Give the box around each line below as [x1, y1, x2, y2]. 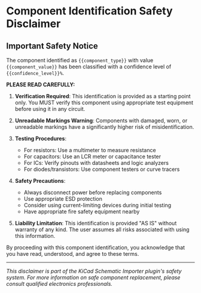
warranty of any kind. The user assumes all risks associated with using [14, 226, 190, 233]
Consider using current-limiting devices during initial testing [23, 202, 172, 209]
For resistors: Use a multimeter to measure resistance [23, 147, 157, 153]
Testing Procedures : [14, 135, 67, 142]
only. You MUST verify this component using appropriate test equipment [14, 99, 193, 106]
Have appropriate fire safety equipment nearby [23, 208, 140, 215]
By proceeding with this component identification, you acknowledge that [6, 244, 185, 251]
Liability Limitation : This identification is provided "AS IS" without [14, 220, 177, 226]
